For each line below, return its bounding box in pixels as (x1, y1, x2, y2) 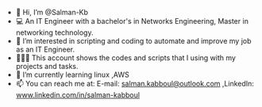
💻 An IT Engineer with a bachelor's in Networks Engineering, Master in (15, 17, 249, 25)
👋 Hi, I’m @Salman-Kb (15, 8, 89, 17)
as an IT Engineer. (15, 44, 75, 54)
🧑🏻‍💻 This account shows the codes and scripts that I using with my (15, 53, 237, 63)
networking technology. (15, 28, 94, 37)
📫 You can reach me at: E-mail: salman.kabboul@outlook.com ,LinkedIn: (15, 79, 254, 88)
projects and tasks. (15, 62, 79, 71)
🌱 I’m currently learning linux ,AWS (15, 70, 129, 79)
